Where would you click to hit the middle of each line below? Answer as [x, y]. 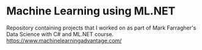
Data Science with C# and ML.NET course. [60, 34]
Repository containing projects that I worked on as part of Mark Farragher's [101, 28]
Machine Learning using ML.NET [91, 11]
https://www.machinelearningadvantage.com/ [64, 40]
